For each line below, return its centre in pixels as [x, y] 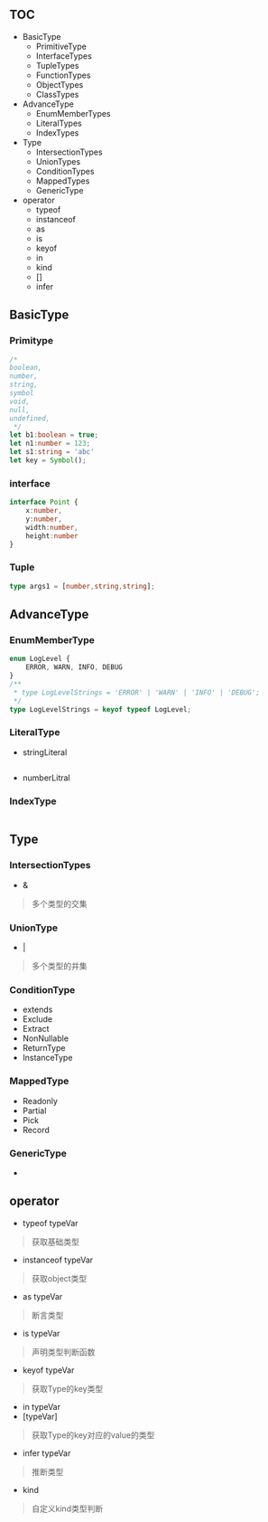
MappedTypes [63, 181]
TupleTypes [57, 65]
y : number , [44, 519]
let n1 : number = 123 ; [50, 444]
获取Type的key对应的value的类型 [93, 1435]
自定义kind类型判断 [67, 1508]
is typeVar [41, 1333]
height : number [52, 536]
